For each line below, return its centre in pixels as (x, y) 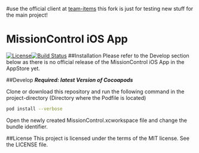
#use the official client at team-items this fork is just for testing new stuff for (100, 9)
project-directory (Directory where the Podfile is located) (76, 97)
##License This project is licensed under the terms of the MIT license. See (98, 138)
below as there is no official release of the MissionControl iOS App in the (95, 62)
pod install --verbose (34, 109)
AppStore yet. (23, 68)
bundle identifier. (27, 126)
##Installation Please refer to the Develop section (128, 56)
